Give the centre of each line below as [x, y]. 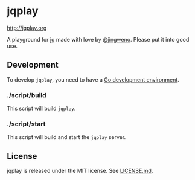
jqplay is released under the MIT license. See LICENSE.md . [80, 171]
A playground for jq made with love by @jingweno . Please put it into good [98, 39]
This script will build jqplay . [41, 108]
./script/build [27, 95]
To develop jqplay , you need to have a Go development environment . [93, 79]
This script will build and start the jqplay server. [66, 137]
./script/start [26, 124]
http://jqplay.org [27, 28]
